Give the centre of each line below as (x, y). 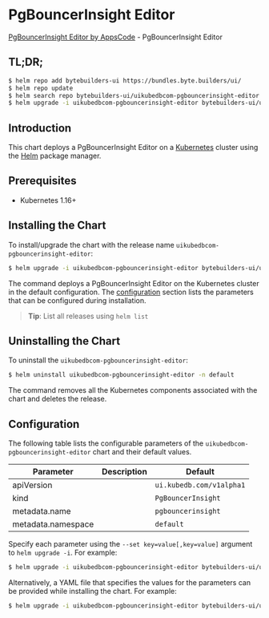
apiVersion (32, 485)
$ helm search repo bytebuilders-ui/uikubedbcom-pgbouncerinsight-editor (134, 95)
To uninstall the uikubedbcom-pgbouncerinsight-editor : (98, 360)
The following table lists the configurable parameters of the (106, 443)
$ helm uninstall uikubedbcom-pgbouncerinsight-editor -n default (121, 375)
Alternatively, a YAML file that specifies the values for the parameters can (129, 582)
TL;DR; (26, 62)
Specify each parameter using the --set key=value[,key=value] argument (130, 544)
